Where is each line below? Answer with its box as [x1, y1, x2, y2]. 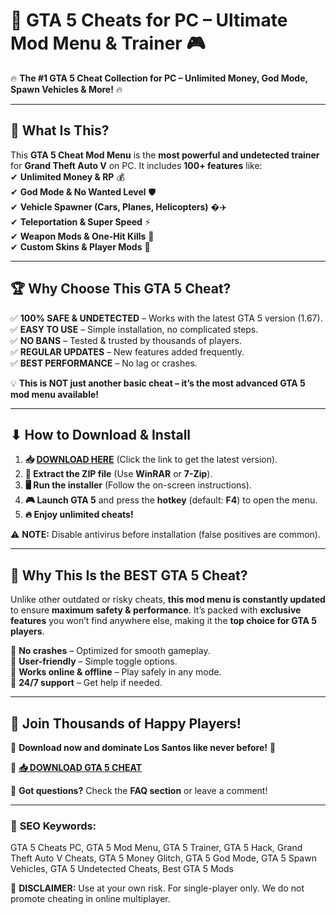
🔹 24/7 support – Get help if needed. [10, 677, 163, 689]
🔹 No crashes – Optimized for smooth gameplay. [10, 645, 211, 657]
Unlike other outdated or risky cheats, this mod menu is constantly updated [10, 594, 326, 606]
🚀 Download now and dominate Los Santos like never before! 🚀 [10, 742, 277, 753]
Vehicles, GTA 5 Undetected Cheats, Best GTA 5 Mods [10, 863, 234, 875]
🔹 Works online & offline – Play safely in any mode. [10, 666, 222, 678]
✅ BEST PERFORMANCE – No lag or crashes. [10, 357, 198, 369]
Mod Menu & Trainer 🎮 [10, 32, 206, 55]
